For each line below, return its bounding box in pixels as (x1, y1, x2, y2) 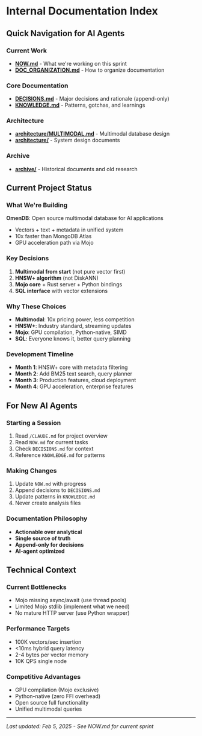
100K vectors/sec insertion (14, 638, 82, 646)
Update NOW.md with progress (14, 480, 87, 488)
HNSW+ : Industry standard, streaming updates (14, 322, 132, 330)
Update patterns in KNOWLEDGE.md (14, 493, 96, 500)
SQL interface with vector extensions (14, 287, 108, 294)
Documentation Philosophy (6, 514, 88, 523)
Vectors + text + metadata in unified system (14, 226, 124, 233)
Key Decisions (6, 254, 49, 263)
